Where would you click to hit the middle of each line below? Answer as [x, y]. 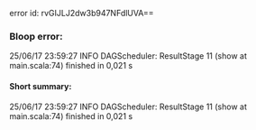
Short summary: [41, 86]
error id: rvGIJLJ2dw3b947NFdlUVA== [82, 13]
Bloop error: [36, 36]
